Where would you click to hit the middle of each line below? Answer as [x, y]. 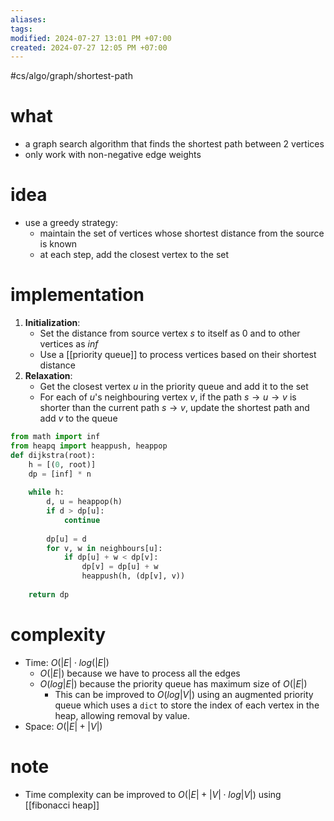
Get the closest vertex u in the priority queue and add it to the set [174, 387]
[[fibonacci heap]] [62, 805]
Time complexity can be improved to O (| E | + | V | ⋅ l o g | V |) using [153, 794]
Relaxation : [48, 376]
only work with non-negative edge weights [113, 155]
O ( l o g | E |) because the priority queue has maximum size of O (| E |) [173, 683]
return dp [49, 594]
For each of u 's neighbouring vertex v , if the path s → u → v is [168, 397]
